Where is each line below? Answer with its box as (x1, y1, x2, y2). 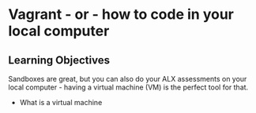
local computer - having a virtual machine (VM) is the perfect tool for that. (8, 82, 249, 92)
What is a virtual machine (19, 98, 103, 107)
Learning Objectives (8, 53, 111, 67)
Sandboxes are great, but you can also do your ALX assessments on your (8, 75, 247, 83)
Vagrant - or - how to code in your (8, 5, 235, 24)
